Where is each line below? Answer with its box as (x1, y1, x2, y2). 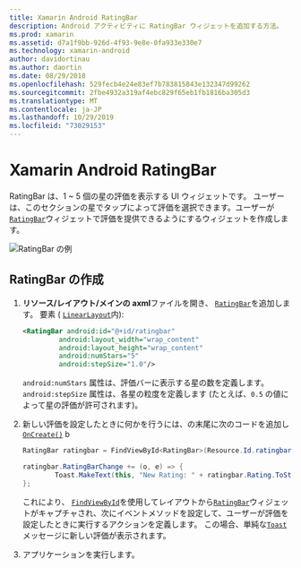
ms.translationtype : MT (9, 96, 99, 106)
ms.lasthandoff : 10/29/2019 (9, 113, 115, 122)
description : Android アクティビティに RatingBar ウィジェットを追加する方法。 (9, 22, 284, 30)
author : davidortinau (9, 55, 90, 64)
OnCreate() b (21, 429, 70, 440)
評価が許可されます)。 (61, 400, 143, 410)
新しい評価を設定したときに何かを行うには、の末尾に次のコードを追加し (21, 418, 289, 430)
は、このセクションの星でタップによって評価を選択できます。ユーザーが (9, 202, 275, 212)
